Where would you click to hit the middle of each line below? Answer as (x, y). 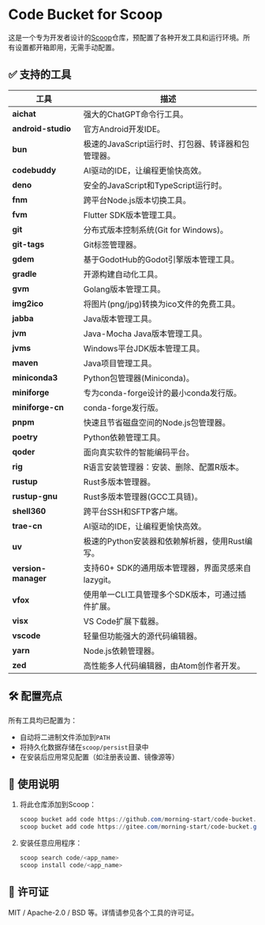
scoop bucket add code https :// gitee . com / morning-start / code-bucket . (136, 827)
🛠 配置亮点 (35, 696)
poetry (25, 436)
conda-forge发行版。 (123, 407)
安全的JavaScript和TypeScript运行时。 (155, 185)
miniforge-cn (38, 407)
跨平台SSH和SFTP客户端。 (133, 512)
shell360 (29, 511)
